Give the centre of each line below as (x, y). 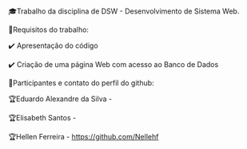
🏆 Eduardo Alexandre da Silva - (60, 99)
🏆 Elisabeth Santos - (42, 118)
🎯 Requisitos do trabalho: (49, 29)
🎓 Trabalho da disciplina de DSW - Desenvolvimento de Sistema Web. (124, 11)
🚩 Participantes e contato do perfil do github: (81, 83)
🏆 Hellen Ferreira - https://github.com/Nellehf (84, 137)
